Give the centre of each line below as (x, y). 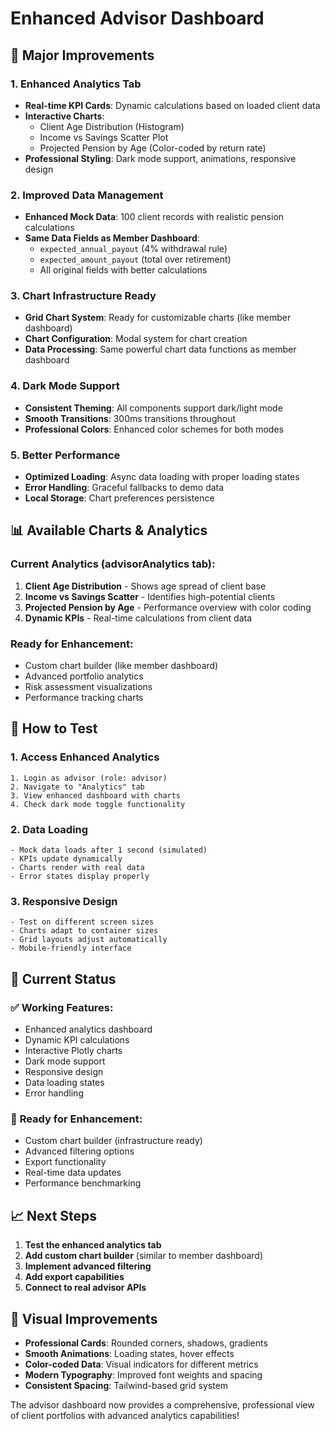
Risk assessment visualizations (88, 687)
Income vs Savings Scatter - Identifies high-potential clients (150, 596)
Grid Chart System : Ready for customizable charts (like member (158, 318)
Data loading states (64, 1083)
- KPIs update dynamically (66, 859)
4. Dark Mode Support (65, 386)
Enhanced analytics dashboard (88, 1029)
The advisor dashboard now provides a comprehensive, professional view (162, 1404)
